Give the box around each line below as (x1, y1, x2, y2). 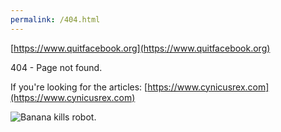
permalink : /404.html (10, 14, 101, 25)
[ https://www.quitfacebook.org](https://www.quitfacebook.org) (10, 42, 271, 54)
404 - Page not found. (10, 61, 103, 73)
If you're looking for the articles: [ (10, 81, 148, 93)
